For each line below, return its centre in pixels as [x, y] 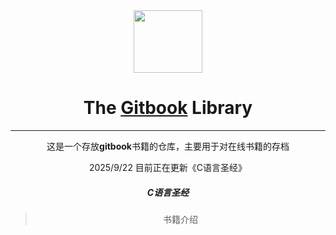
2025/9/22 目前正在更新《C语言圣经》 [168, 167]
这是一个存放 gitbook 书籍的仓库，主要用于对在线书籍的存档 [168, 146]
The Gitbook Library [168, 108]
